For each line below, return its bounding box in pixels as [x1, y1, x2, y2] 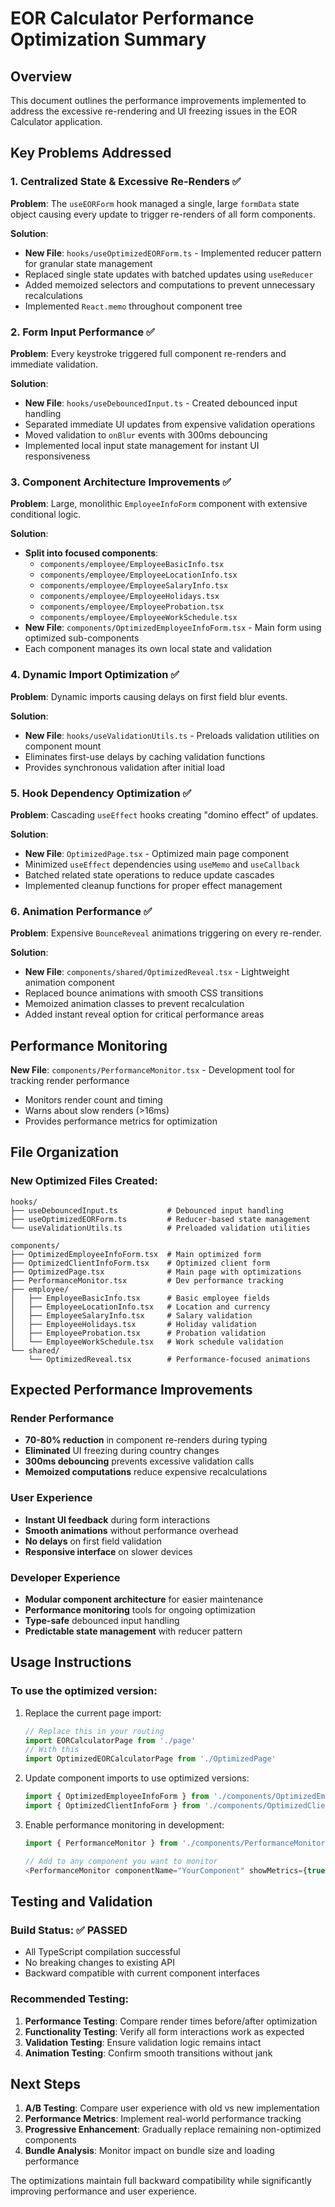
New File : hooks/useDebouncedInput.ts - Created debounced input [24, 397, 298, 409]
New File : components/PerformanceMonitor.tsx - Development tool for [10, 1063, 296, 1076]
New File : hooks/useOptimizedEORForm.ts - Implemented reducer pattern [24, 247, 322, 259]
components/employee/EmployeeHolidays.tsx [39, 592, 220, 602]
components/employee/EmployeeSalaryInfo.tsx [39, 581, 229, 591]
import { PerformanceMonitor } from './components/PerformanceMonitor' [24, 1838, 330, 1848]
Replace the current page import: [24, 1707, 162, 1719]
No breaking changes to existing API [24, 1957, 175, 1969]
